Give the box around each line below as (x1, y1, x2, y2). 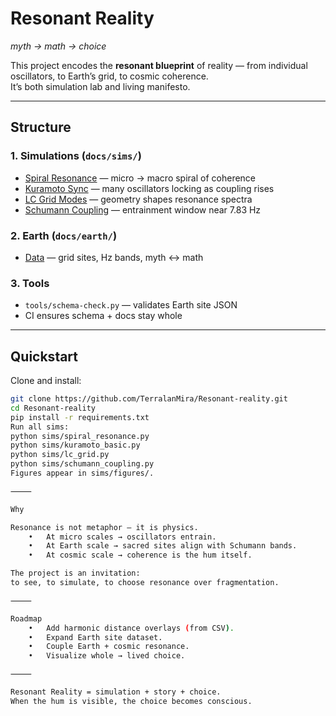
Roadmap (10, 613, 43, 624)
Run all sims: (10, 422, 70, 432)
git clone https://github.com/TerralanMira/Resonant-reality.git (10, 394, 288, 404)
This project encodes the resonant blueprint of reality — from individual (10, 59, 308, 71)
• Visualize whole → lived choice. (28, 651, 186, 661)
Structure (10, 119, 72, 136)
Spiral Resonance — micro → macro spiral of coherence (24, 172, 257, 184)
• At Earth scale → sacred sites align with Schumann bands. (28, 541, 298, 551)
